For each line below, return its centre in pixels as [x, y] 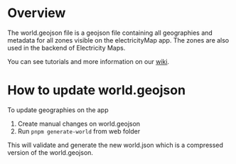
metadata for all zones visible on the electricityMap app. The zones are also [118, 40]
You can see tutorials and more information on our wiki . [88, 61]
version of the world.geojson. [50, 152]
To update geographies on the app [58, 110]
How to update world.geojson [97, 91]
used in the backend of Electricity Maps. [66, 48]
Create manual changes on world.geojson [79, 124]
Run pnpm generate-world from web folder [79, 131]
